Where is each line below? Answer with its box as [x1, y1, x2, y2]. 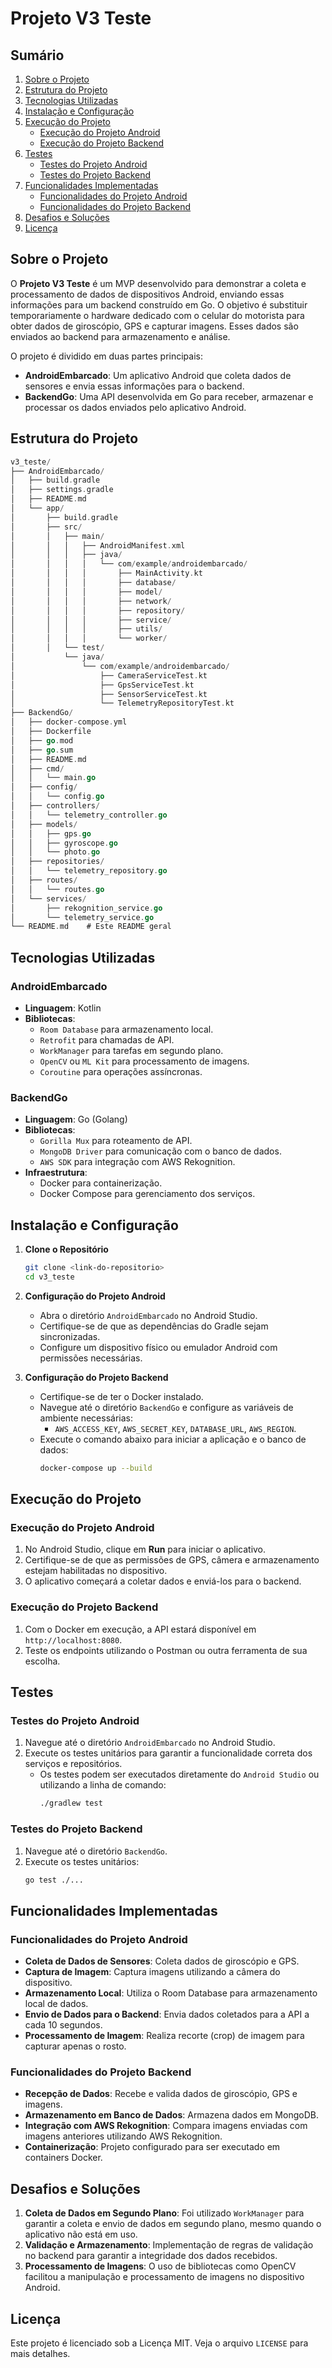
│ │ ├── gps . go [10, 828, 92, 839]
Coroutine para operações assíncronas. [39, 1065, 203, 1077]
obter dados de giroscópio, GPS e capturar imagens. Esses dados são [10, 320, 299, 332]
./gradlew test [39, 1798, 103, 1809]
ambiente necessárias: [39, 1412, 133, 1424]
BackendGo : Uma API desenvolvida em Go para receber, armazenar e [24, 390, 314, 402]
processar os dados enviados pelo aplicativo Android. [24, 401, 247, 413]
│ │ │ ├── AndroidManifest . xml [10, 540, 186, 551]
